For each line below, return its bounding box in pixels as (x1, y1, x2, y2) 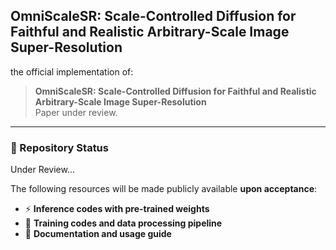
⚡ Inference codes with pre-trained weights (24, 203, 210, 215)
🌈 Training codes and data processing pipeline (24, 217, 223, 229)
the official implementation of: (10, 65, 134, 78)
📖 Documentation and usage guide (24, 228, 172, 240)
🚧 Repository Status (10, 140, 109, 154)
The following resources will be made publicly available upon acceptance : (10, 183, 318, 195)
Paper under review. (34, 106, 118, 118)
